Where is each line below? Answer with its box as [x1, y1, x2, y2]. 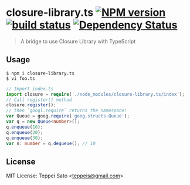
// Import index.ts [6, 86, 54, 92]
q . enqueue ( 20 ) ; [6, 129, 43, 135]
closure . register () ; [6, 102, 57, 108]
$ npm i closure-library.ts [6, 70, 75, 76]
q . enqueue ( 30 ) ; [6, 135, 43, 141]
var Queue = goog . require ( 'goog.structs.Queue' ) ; [6, 113, 130, 119]
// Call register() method [6, 97, 72, 103]
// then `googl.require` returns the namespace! [6, 107, 127, 114]
